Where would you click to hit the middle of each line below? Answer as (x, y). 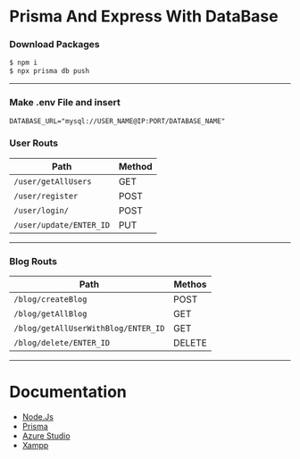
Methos (190, 285)
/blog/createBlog (50, 300)
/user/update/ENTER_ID (62, 225)
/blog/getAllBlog (50, 314)
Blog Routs (33, 261)
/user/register (46, 196)
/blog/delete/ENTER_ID (62, 343)
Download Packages (54, 45)
